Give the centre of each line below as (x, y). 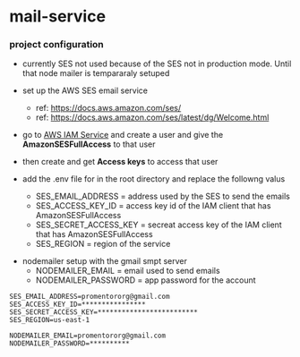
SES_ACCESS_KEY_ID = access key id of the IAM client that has (153, 206)
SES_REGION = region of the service (103, 244)
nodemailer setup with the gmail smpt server (105, 261)
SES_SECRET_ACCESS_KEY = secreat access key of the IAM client (159, 225)
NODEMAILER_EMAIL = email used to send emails (128, 271)
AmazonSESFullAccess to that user (89, 144)
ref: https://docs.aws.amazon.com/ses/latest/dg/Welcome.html (152, 117)
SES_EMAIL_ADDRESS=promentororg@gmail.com (90, 297)
